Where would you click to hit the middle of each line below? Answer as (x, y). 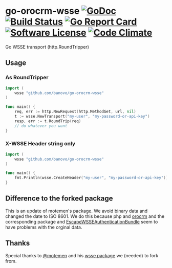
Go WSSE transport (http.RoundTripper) (47, 47)
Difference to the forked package (59, 199)
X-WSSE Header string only (40, 144)
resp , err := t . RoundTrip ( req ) (48, 121)
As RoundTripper (27, 78)
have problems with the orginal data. (44, 227)
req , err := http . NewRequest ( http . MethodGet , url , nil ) (76, 112)
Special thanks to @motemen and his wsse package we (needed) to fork (82, 255)
